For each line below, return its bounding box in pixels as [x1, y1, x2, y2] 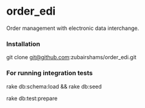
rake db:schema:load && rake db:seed [6, 82, 102, 90]
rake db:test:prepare [6, 95, 58, 102]
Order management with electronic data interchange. [6, 24, 140, 32]
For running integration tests [6, 69, 93, 77]
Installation [6, 40, 41, 48]
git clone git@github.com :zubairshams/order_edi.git [6, 54, 137, 61]
